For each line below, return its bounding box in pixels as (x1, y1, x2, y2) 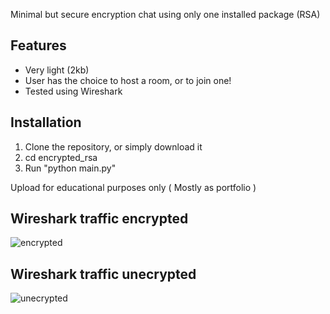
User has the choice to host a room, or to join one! (24, 74, 232, 86)
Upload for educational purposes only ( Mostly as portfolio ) (10, 181, 257, 193)
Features (10, 37, 67, 54)
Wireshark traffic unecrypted (10, 265, 197, 283)
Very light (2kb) (24, 64, 90, 76)
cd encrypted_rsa (24, 151, 98, 163)
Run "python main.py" (24, 162, 117, 174)
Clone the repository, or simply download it (24, 140, 203, 153)
